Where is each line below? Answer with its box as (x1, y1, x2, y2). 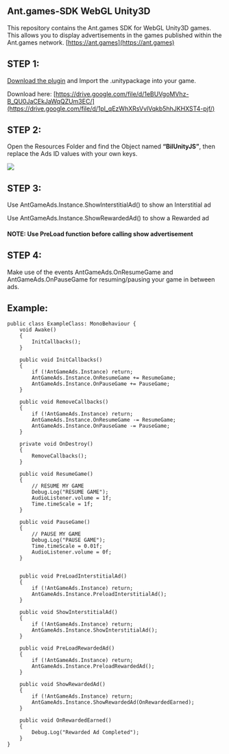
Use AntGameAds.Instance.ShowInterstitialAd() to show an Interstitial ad (7, 201, 211, 209)
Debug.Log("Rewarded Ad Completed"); (32, 729, 139, 736)
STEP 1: (7, 58, 40, 70)
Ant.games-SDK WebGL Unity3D (7, 5, 151, 17)
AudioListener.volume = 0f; (32, 549, 112, 556)
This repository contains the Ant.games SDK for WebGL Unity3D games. (7, 23, 211, 32)
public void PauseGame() (19, 518, 91, 526)
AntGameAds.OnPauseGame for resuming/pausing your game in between (7, 275, 215, 284)
